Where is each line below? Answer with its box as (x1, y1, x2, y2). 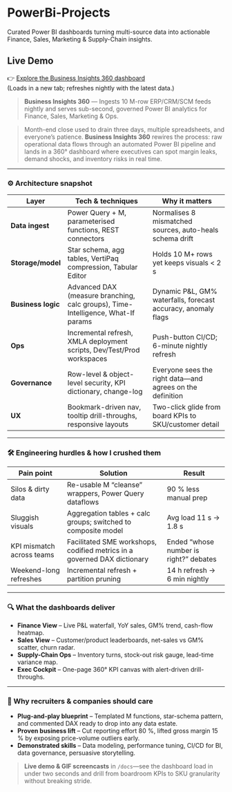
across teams (10, 550, 55, 560)
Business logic (10, 299, 60, 309)
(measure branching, (67, 291, 136, 301)
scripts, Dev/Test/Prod (67, 346, 140, 355)
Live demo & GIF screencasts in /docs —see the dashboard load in (23, 762, 213, 770)
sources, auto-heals (152, 225, 219, 235)
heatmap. (17, 628, 45, 637)
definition (152, 391, 184, 401)
